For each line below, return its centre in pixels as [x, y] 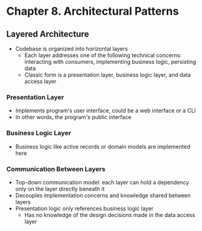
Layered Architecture [48, 34]
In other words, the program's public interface [73, 117]
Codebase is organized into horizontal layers [72, 49]
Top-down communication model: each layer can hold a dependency [102, 182]
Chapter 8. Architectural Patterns [93, 11]
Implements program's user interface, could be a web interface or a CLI [105, 111]
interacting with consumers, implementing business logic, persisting [110, 62]
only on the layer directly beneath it [60, 189]
